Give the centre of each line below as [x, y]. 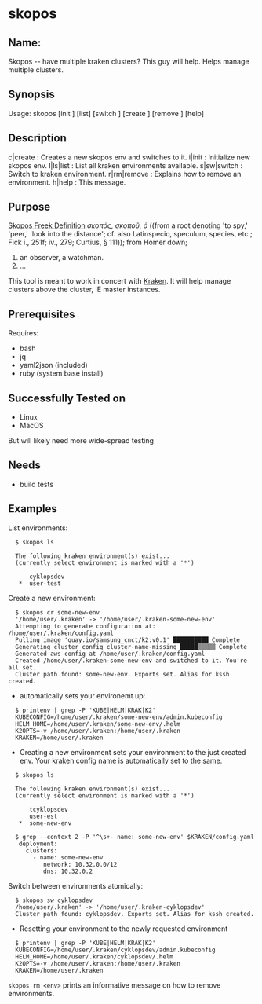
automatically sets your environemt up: [82, 695]
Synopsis [31, 95]
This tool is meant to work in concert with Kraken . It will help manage [120, 281]
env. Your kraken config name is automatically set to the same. [121, 760]
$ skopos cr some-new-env [58, 612]
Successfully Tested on [67, 398]
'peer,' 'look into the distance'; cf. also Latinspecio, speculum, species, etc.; [130, 234]
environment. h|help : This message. [67, 182]
